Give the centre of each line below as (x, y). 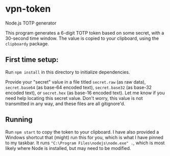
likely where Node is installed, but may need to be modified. (68, 148)
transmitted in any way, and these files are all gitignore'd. (65, 103)
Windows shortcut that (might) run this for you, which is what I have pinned (84, 137)
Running (19, 120)
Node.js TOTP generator (31, 23)
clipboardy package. (27, 43)
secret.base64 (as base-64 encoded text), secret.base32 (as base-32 (79, 87)
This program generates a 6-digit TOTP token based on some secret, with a (85, 33)
